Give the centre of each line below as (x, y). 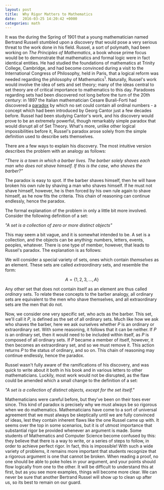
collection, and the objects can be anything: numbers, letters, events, (75, 240)
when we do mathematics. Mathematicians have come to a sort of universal (81, 409)
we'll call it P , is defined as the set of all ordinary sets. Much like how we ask (82, 319)
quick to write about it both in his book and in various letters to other (74, 370)
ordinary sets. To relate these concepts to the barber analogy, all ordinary (79, 294)
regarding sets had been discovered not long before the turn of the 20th (78, 95)
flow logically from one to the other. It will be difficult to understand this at (79, 467)
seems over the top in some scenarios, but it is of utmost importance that (79, 425)
